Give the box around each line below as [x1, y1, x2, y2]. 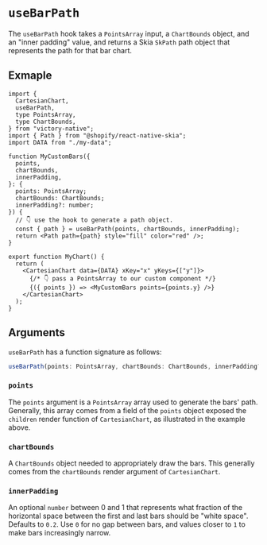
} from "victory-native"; [8, 125, 94, 133]
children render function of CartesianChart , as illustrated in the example [8, 414, 246, 423]
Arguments [8, 326, 66, 339]
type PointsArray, [15, 110, 77, 118]
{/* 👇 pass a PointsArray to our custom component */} [29, 274, 216, 283]
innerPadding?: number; [15, 201, 94, 209]
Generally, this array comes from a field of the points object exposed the [8, 405, 247, 415]
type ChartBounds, [15, 118, 77, 126]
